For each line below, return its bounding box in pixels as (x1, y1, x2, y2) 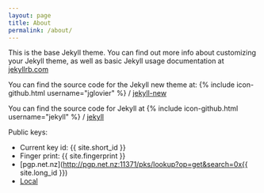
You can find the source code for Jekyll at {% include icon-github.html (8, 104, 239, 113)
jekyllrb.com (8, 65, 49, 74)
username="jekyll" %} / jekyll (8, 112, 105, 122)
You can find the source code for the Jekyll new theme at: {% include (8, 80, 235, 89)
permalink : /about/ (8, 26, 73, 34)
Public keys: (8, 127, 48, 137)
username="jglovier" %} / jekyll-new (47, 89, 167, 98)
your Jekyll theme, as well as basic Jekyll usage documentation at (8, 56, 224, 66)
